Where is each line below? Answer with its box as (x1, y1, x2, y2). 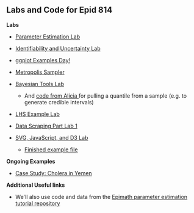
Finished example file (24, 146, 78, 153)
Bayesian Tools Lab (15, 80, 65, 87)
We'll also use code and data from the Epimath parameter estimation (15, 193, 188, 200)
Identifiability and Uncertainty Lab (15, 45, 101, 52)
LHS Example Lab (15, 110, 60, 118)
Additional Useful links (6, 181, 65, 189)
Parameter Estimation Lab (15, 33, 81, 40)
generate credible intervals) (24, 98, 94, 106)
